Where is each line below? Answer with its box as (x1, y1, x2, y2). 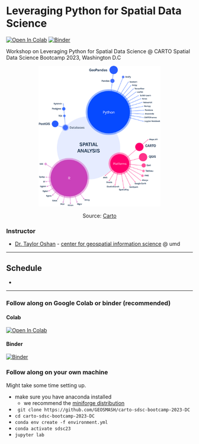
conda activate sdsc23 (14, 426, 71, 432)
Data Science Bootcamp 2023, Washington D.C (6, 54, 121, 61)
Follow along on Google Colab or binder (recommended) (6, 299, 171, 307)
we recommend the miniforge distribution (23, 399, 125, 406)
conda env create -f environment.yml (14, 419, 108, 425)
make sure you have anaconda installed (14, 393, 112, 400)
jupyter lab (14, 432, 44, 438)
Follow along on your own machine (6, 368, 108, 377)
